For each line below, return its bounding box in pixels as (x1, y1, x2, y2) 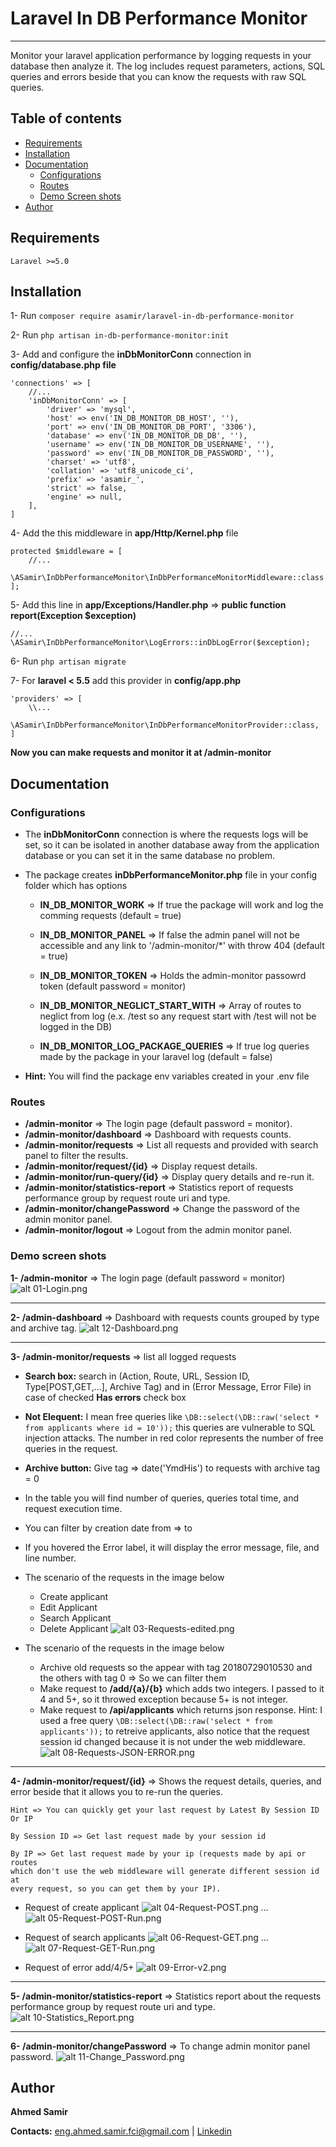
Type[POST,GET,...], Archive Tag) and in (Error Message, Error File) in (24, 1380, 312, 1392)
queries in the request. (24, 1442, 118, 1454)
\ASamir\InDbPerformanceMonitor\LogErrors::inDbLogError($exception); (10, 638, 311, 648)
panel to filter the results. (24, 1150, 129, 1162)
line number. (24, 1552, 77, 1564)
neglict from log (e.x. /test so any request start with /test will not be (39, 1010, 317, 1022)
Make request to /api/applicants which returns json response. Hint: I (39, 1703, 323, 1716)
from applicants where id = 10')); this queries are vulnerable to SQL (24, 1421, 316, 1433)
